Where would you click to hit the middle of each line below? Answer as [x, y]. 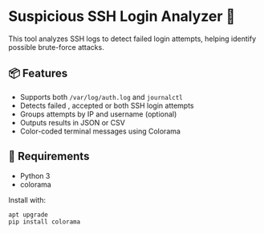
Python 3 [35, 175]
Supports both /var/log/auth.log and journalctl [101, 96]
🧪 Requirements [49, 156]
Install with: [27, 199]
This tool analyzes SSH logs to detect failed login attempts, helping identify [132, 39]
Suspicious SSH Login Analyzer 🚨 [122, 16]
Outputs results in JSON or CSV [73, 122]
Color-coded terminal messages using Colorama [100, 131]
